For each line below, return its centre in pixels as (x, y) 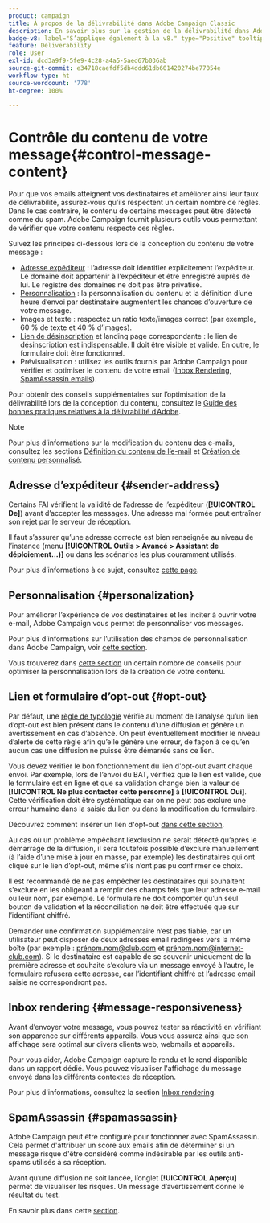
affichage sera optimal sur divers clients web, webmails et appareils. (122, 1044)
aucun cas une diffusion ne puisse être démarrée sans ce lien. (111, 750)
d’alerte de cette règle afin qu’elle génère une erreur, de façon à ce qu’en (129, 742)
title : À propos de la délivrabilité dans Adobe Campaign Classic (122, 23)
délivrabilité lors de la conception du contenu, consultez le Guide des (123, 403)
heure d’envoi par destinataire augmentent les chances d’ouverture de (136, 302)
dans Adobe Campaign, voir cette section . (78, 647)
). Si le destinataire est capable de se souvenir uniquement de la (145, 956)
